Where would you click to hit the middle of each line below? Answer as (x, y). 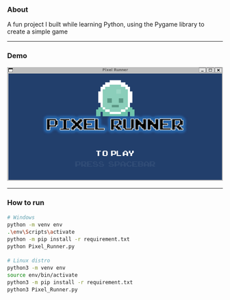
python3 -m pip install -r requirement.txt (70, 283)
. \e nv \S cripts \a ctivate (41, 232)
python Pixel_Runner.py (41, 246)
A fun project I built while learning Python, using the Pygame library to (106, 25)
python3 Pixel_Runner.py (42, 289)
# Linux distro (29, 261)
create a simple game (38, 31)
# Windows (21, 218)
